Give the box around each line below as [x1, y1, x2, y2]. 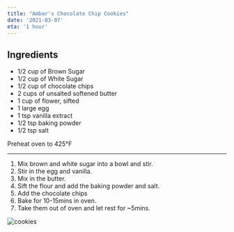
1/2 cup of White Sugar [17, 74, 84, 83]
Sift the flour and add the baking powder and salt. [17, 182, 160, 190]
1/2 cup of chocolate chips [17, 82, 94, 90]
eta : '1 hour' [7, 23, 49, 30]
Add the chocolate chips [17, 189, 88, 198]
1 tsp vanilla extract [17, 112, 73, 120]
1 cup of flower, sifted [17, 97, 79, 105]
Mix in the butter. [17, 174, 66, 183]
